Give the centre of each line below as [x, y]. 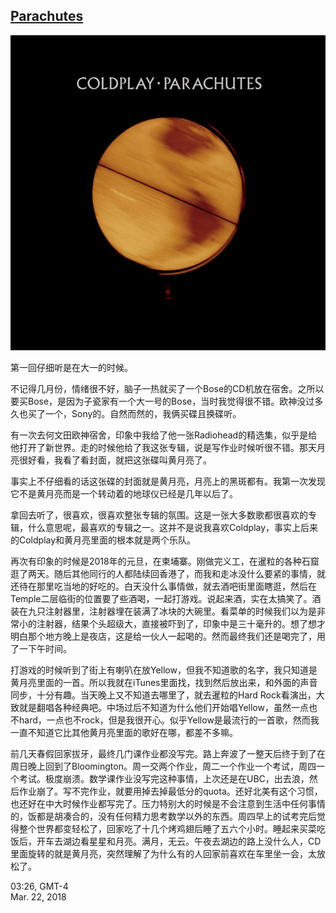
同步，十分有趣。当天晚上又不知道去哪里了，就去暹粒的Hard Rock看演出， [163, 695]
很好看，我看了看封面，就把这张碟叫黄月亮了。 [115, 460]
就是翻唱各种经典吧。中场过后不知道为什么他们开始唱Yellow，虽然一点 [163, 707]
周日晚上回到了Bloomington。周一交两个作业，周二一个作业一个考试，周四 [163, 766]
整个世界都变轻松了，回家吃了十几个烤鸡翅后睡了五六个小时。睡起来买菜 [167, 828]
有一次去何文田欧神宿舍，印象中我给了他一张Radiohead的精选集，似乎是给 [164, 435]
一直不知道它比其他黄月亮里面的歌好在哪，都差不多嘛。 [124, 732]
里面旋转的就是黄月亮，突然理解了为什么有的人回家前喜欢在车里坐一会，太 [163, 853]
